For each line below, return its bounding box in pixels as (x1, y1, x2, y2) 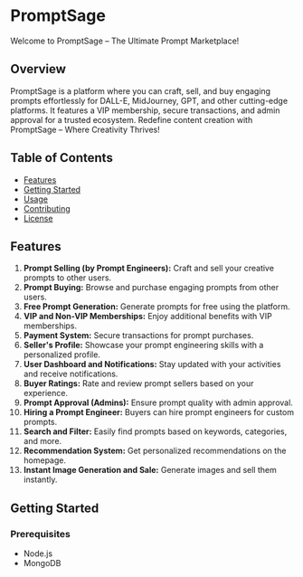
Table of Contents (10, 150, 114, 166)
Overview (10, 61, 67, 77)
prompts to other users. (23, 272, 112, 283)
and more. (23, 436, 62, 447)
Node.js (23, 548, 53, 559)
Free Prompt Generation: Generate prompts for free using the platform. (23, 301, 290, 312)
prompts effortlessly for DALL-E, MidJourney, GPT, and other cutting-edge (10, 95, 289, 106)
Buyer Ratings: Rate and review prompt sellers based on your (23, 378, 254, 389)
